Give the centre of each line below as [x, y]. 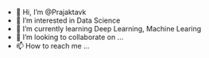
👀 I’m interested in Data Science [68, 20]
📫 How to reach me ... [52, 46]
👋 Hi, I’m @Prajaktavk [51, 12]
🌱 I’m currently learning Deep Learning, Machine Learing [108, 29]
